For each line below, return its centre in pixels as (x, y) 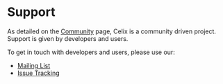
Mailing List (34, 65)
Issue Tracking (39, 73)
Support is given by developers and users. (68, 38)
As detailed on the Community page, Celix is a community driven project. (112, 31)
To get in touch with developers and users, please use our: (91, 52)
